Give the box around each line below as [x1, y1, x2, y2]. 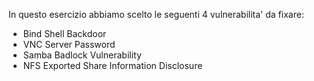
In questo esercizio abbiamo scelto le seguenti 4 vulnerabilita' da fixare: [8, 9, 305, 20]
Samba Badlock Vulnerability [22, 49, 142, 61]
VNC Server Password [22, 39, 116, 50]
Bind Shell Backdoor [22, 28, 107, 39]
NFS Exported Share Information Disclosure [22, 60, 203, 71]
